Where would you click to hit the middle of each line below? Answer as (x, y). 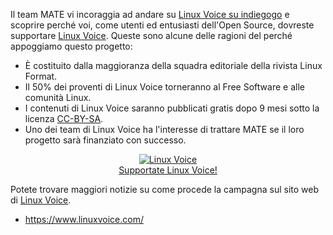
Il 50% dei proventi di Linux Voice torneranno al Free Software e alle (164, 87)
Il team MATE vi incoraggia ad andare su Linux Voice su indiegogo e (150, 14)
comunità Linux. (58, 97)
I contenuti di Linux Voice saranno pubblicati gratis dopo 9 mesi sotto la (172, 108)
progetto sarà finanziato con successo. (105, 140)
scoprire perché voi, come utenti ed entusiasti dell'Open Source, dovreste (162, 25)
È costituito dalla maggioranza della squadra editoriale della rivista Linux (173, 65)
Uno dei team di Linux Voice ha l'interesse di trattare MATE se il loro (164, 129)
